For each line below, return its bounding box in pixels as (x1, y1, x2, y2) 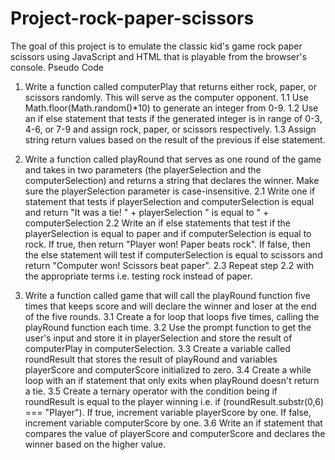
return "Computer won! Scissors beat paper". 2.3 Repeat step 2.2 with (24, 259, 315, 271)
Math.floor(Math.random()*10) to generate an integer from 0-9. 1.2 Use (24, 102, 319, 114)
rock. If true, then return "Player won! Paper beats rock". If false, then (24, 238, 311, 250)
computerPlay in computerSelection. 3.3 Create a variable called (24, 342, 291, 354)
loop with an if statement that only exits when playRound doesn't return (24, 374, 320, 386)
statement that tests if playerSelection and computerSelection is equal (24, 195, 315, 207)
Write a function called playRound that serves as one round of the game (24, 153, 322, 165)
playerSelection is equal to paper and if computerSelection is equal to (24, 227, 312, 239)
